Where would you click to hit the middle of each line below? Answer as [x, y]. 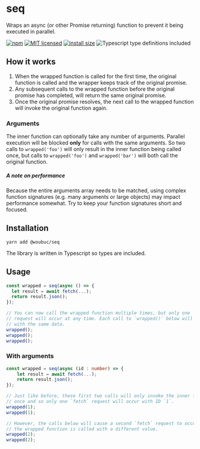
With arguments [30, 356]
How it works [31, 62]
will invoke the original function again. [61, 108]
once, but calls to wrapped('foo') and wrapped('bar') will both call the [92, 156]
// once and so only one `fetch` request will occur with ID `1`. [90, 402]
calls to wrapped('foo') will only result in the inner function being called [94, 149]
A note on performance [36, 176]
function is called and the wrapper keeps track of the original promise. [101, 82]
